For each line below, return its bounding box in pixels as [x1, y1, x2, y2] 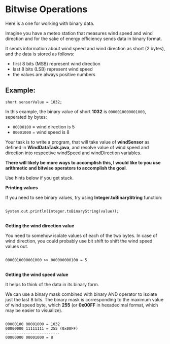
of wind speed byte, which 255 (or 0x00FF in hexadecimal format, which [5, 302, 158, 308]
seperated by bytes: [5, 114, 47, 120]
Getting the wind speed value [5, 271, 69, 278]
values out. [5, 243, 29, 249]
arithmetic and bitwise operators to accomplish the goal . [5, 165, 127, 171]
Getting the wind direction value [5, 222, 75, 229]
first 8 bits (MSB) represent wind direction [12, 60, 100, 66]
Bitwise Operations [5, 4, 88, 15]
